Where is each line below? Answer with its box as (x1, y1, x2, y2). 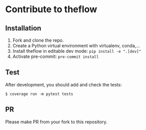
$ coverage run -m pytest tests (5, 91, 73, 96)
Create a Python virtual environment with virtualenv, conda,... (12, 43, 140, 49)
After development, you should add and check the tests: (5, 81, 122, 87)
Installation (5, 24, 41, 32)
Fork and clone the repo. (12, 37, 64, 43)
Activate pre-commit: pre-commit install (12, 53, 99, 59)
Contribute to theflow (5, 4, 98, 15)
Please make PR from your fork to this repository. (5, 118, 108, 125)
